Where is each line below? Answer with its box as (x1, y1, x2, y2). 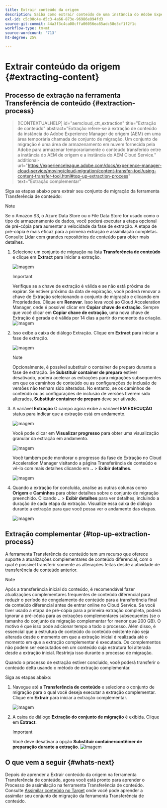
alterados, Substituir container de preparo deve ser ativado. (12, 396, 137, 402)
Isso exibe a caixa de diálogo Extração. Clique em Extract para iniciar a (12, 329, 159, 335)
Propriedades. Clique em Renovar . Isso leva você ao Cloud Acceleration (12, 299, 161, 305)
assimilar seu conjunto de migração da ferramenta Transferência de (5, 793, 144, 799)
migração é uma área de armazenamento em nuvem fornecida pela (17, 141, 156, 147)
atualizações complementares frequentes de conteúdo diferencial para (5, 591, 151, 597)
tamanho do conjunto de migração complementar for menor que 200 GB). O (5, 618, 161, 624)
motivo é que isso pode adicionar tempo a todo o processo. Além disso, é (5, 623, 156, 629)
